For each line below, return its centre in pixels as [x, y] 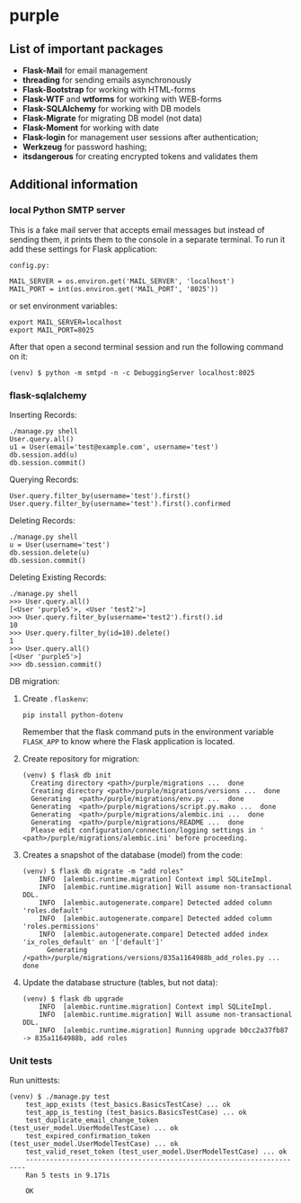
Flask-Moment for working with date [91, 128]
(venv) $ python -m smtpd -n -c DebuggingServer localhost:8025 [132, 373]
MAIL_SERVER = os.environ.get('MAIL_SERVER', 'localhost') [122, 281]
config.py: [30, 265]
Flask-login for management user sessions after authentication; [140, 137]
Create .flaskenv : [55, 699]
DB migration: [35, 681]
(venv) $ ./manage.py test [60, 1097]
